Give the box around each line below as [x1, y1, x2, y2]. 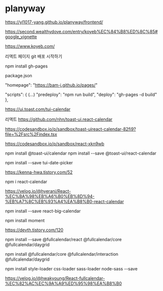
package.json [5, 72, 33, 78]
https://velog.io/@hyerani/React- [5, 188, 71, 194]
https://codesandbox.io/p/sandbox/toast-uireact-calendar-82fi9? [5, 126, 136, 132]
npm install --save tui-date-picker [5, 159, 73, 165]
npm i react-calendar [5, 179, 47, 184]
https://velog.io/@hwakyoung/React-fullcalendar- [5, 275, 105, 281]
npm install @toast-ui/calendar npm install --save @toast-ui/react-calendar [5, 150, 157, 156]
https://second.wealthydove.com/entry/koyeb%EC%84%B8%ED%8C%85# [5, 28, 158, 34]
